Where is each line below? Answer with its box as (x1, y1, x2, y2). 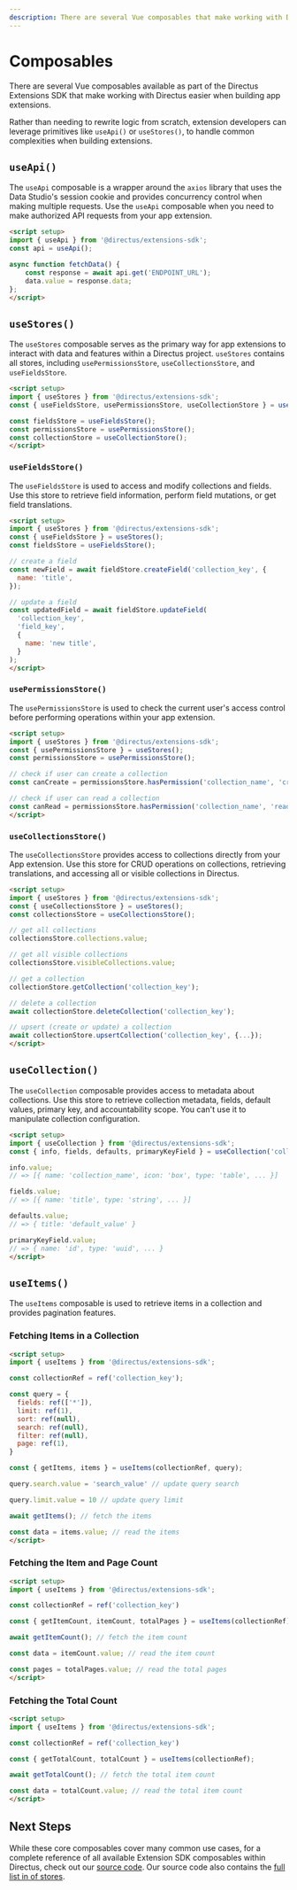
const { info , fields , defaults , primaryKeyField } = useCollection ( (9, 1147, 271, 1156)
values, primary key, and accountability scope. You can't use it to (9, 1104, 247, 1115)
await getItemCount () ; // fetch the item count (9, 1633, 188, 1642)
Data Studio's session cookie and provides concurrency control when (9, 191, 263, 202)
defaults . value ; (9, 1211, 69, 1221)
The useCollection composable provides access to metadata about (9, 1085, 255, 1095)
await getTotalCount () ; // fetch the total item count (9, 1770, 216, 1779)
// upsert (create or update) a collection (9, 1023, 172, 1032)
